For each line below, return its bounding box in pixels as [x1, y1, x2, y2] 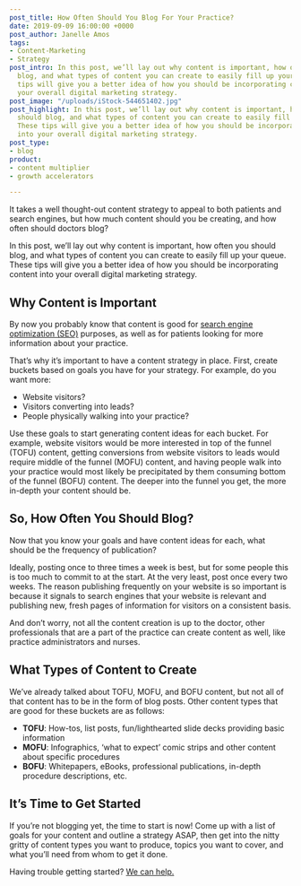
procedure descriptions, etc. [21, 770, 128, 781]
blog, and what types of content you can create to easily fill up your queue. [9, 250, 287, 261]
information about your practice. [9, 338, 128, 349]
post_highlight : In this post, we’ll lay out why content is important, [9, 105, 287, 114]
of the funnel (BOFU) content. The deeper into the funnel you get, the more [9, 476, 287, 487]
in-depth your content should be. [9, 485, 132, 496]
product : [9, 154, 42, 164]
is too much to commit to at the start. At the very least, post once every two [9, 571, 288, 582]
